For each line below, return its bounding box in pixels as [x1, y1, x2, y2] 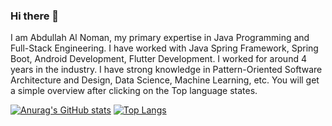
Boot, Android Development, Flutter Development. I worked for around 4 [10, 53, 307, 65]
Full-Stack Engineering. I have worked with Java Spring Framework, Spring [10, 42, 319, 54]
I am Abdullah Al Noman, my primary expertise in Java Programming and [10, 32, 310, 44]
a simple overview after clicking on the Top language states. [10, 85, 258, 97]
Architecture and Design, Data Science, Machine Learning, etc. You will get [10, 74, 320, 86]
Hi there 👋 [10, 9, 60, 23]
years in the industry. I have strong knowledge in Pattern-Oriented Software [10, 64, 323, 76]
